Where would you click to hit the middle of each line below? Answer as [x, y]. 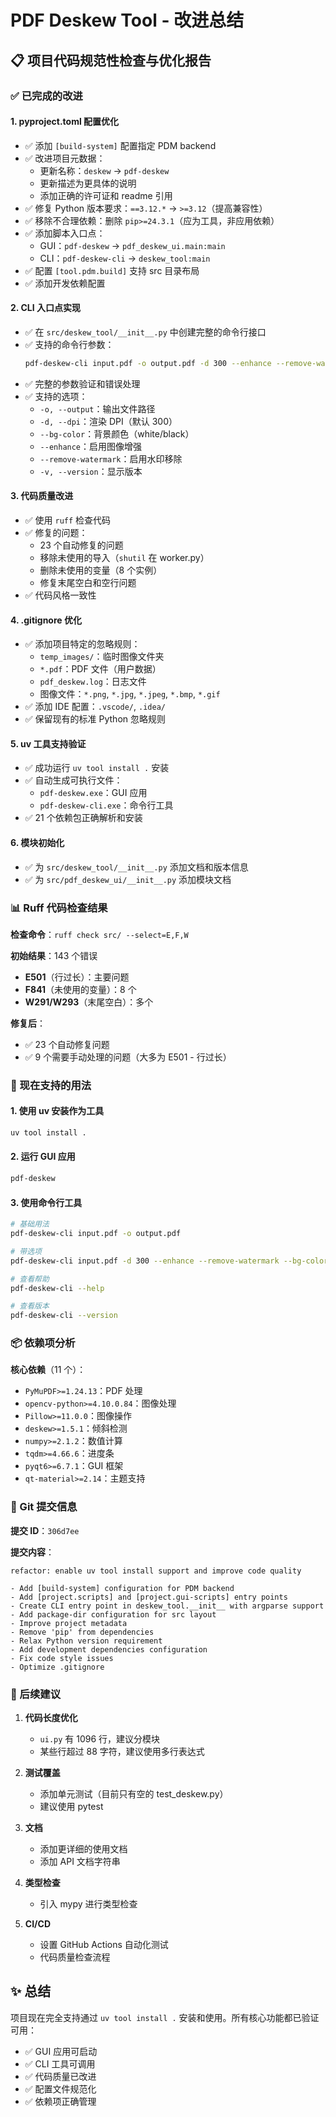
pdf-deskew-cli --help [57, 1288]
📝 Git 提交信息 [44, 1507]
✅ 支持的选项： [56, 396]
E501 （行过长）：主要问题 [77, 977]
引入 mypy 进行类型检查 [88, 1904]
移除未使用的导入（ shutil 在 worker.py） [124, 557]
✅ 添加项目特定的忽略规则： [82, 644]
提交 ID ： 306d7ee [45, 1530]
